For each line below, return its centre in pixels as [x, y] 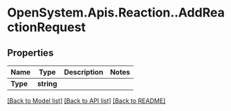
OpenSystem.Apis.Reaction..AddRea [116, 13]
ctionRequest [47, 27]
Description [84, 72]
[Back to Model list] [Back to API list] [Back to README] [86, 101]
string [47, 84]
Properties [30, 53]
